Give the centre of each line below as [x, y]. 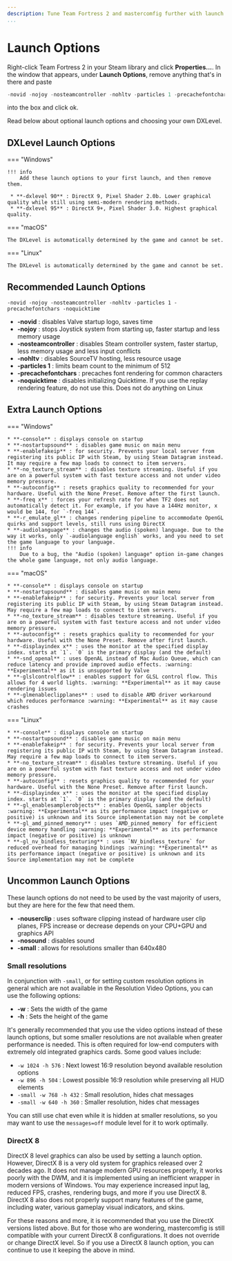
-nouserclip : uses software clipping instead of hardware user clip [111, 918]
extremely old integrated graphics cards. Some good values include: [104, 1052]
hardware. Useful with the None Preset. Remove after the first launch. [114, 493]
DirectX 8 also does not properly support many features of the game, [105, 1200]
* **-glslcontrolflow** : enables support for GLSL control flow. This [112, 677]
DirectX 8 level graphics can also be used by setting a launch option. [105, 1156]
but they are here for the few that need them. [71, 905]
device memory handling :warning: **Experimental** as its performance [112, 829]
